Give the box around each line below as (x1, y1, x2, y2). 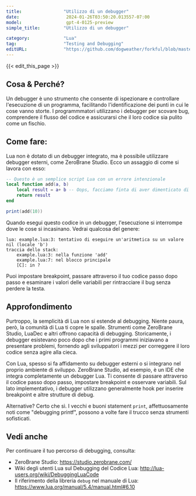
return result (16, 193, 51, 199)
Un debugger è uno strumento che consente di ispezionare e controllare (6, 95, 180, 102)
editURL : (6, 46, 27, 53)
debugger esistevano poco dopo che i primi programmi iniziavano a (6, 336, 169, 343)
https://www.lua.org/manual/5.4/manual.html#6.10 (14, 484, 135, 491)
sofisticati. (6, 415, 31, 422)
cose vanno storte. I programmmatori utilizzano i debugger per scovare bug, (6, 107, 190, 114)
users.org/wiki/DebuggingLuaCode (14, 471, 99, 478)
